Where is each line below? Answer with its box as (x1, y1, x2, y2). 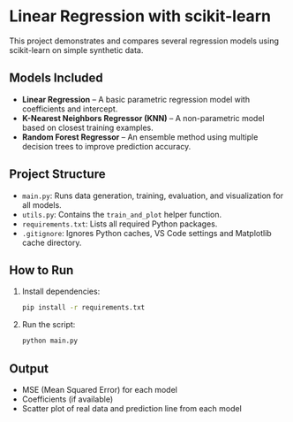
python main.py (21, 336, 79, 346)
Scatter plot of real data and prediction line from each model (21, 403, 243, 413)
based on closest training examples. (21, 122, 154, 133)
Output (9, 361, 49, 376)
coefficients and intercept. (21, 104, 118, 114)
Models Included (9, 71, 103, 86)
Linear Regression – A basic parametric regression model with (21, 94, 250, 104)
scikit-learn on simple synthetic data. (9, 44, 144, 55)
